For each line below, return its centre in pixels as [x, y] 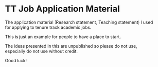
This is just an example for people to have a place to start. [63, 37]
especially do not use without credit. [41, 51]
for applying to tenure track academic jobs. [48, 27]
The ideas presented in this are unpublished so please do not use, [71, 46]
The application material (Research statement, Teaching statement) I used [79, 22]
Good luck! [16, 60]
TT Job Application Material [62, 9]
